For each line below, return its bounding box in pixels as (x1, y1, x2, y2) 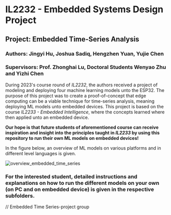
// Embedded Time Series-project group (5, 204, 89, 210)
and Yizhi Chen (5, 70, 44, 77)
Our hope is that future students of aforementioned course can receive (5, 124, 159, 130)
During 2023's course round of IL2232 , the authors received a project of (5, 82, 158, 88)
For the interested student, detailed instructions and (5, 173, 138, 180)
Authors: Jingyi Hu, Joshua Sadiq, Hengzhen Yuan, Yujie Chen (5, 50, 164, 57)
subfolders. (5, 192, 35, 199)
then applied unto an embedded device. (5, 114, 89, 121)
